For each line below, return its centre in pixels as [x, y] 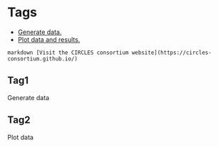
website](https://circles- [172, 53]
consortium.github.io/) [43, 59]
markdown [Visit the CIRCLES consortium [68, 53]
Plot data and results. [49, 39]
